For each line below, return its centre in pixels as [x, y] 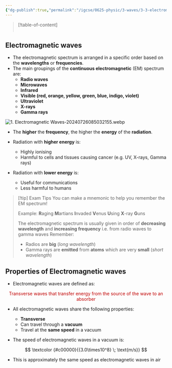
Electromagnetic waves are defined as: [54, 284]
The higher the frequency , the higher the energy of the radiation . [82, 132]
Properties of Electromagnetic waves [66, 271]
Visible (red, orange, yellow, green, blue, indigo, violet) [80, 96]
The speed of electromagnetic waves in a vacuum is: [68, 340]
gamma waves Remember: [46, 235]
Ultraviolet [32, 101]
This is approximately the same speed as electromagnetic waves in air [87, 360]
